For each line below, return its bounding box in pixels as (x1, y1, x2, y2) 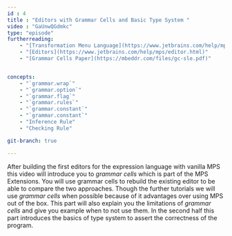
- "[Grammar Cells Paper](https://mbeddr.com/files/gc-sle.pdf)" (19, 55, 212, 62)
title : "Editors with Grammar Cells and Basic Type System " (7, 17, 190, 23)
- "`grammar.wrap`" (19, 80, 76, 87)
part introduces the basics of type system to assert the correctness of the (7, 213, 217, 222)
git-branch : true (7, 137, 57, 144)
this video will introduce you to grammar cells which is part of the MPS (7, 170, 209, 178)
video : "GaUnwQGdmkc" (7, 23, 72, 30)
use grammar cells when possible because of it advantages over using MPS (7, 191, 224, 200)
